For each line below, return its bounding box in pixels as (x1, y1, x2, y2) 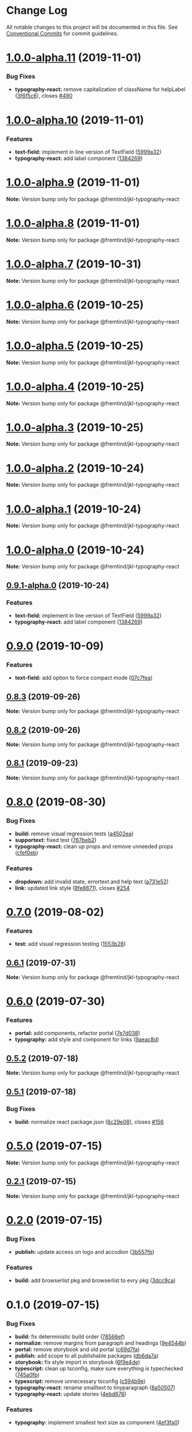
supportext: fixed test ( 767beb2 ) (14, 837, 97, 844)
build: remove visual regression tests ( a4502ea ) (14, 830, 134, 837)
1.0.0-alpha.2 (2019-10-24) (6, 461, 145, 475)
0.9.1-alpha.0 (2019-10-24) (6, 580, 109, 591)
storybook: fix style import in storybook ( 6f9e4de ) (14, 1358, 141, 1365)
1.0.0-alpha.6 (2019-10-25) (6, 298, 144, 312)
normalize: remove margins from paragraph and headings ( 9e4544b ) (14, 1339, 187, 1346)
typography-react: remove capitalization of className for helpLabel (14, 86, 185, 93)
